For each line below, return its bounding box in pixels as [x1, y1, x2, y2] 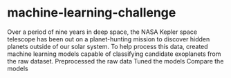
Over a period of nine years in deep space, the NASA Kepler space [7, 28, 198, 36]
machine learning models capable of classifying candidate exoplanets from [7, 50, 221, 58]
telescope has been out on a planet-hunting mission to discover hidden [7, 35, 210, 43]
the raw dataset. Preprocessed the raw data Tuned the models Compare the [7, 57, 224, 65]
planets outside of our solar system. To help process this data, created [7, 42, 209, 50]
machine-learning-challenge [7, 5, 176, 21]
